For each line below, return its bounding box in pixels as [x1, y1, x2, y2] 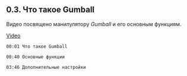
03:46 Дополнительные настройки [6, 64, 86, 70]
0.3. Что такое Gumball [6, 5, 95, 15]
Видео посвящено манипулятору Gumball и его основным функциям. [6, 20, 182, 27]
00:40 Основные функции [6, 53, 65, 60]
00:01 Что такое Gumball [6, 43, 68, 49]
